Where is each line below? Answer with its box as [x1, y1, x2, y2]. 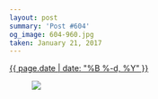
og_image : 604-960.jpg [9, 30, 94, 39]
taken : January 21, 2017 [9, 38, 102, 48]
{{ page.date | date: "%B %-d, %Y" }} [9, 63, 149, 74]
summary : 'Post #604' [9, 22, 91, 31]
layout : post [9, 13, 58, 22]
